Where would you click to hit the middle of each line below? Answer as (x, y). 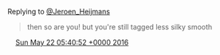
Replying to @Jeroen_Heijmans (59, 12)
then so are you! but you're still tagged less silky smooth (120, 27)
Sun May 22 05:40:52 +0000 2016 (72, 42)
